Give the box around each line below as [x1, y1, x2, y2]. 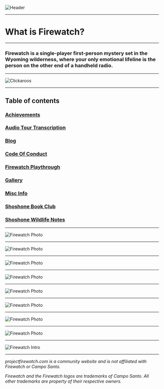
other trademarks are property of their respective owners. [5, 378, 122, 384]
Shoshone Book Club [5, 203, 56, 210]
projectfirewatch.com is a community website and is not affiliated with [5, 359, 147, 365]
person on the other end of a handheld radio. [5, 62, 113, 69]
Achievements [5, 111, 41, 118]
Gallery [5, 177, 23, 183]
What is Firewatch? [5, 26, 85, 38]
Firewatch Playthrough [5, 164, 61, 171]
